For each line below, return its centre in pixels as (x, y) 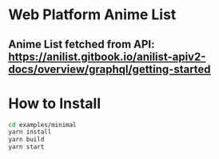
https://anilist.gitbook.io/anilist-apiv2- (107, 56)
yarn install (30, 132)
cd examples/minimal (43, 125)
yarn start (26, 147)
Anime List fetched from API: (82, 44)
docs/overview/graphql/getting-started (109, 69)
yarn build (26, 140)
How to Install (55, 103)
